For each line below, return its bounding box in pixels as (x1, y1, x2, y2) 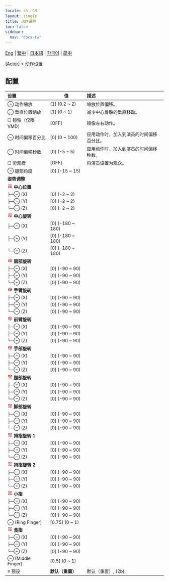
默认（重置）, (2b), (87, 568, 126, 574)
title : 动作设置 (5, 19, 36, 24)
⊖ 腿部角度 (7, 168, 33, 174)
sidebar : (5, 29, 24, 35)
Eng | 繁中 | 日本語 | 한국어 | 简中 (5, 50, 72, 56)
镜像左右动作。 (87, 120, 118, 126)
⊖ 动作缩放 (7, 101, 33, 107)
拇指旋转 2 (13, 462, 36, 468)
